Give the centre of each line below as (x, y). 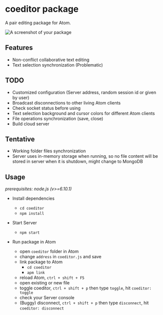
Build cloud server (31, 124)
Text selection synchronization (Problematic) (58, 65)
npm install (32, 214)
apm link (36, 273)
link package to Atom (41, 262)
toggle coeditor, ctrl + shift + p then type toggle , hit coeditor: (85, 288)
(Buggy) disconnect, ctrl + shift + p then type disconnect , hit (84, 303)
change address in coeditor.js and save (61, 257)
